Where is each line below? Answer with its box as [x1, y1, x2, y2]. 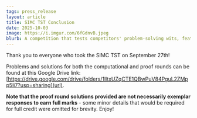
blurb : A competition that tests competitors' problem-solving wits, [6, 36, 180, 41]
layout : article [6, 14, 46, 20]
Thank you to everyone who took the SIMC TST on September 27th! [6, 52, 170, 58]
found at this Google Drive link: [6, 70, 81, 76]
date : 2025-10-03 [6, 25, 49, 31]
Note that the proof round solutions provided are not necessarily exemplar [6, 93, 191, 100]
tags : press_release [6, 8, 57, 15]
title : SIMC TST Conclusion [6, 19, 75, 25]
